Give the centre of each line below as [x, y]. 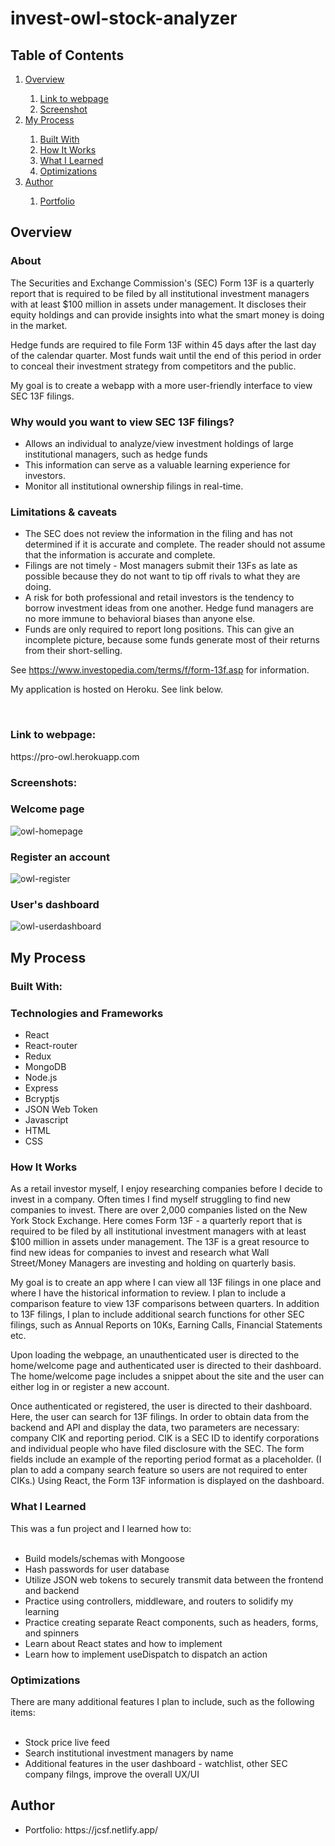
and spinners [52, 1633]
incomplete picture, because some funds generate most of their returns [172, 640]
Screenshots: [44, 782]
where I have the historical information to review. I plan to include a [148, 1293]
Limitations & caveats [64, 512]
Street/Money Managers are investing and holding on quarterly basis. [153, 1263]
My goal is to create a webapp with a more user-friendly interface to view [161, 385]
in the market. [39, 325]
